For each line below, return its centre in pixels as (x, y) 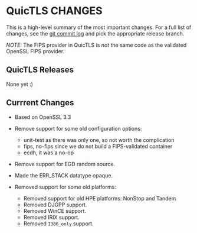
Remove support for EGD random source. (65, 164)
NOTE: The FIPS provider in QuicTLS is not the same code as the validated (96, 45)
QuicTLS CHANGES (54, 11)
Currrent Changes (40, 103)
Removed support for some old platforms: (65, 187)
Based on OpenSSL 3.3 (43, 117)
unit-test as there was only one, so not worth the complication (99, 140)
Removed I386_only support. (58, 224)
